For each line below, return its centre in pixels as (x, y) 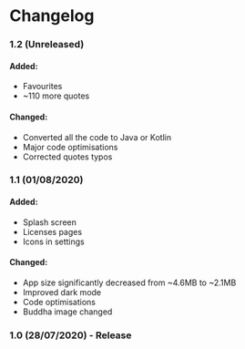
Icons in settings (53, 241)
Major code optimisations (70, 147)
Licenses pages (52, 231)
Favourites (42, 87)
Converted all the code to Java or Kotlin (97, 137)
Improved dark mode (62, 292)
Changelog (52, 16)
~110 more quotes (56, 96)
